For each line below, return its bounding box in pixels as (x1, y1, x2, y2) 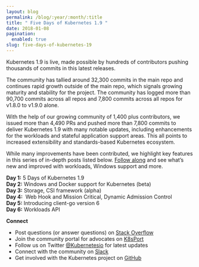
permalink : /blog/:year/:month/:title (6, 14, 102, 20)
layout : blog (6, 8, 39, 15)
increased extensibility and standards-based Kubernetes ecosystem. (6, 138, 175, 145)
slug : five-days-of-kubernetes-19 (6, 42, 92, 48)
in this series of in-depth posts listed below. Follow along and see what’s (6, 156, 184, 163)
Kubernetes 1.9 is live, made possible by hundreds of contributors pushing (6, 58, 189, 66)
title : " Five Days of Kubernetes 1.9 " (6, 20, 108, 26)
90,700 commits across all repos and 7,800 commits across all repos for (6, 95, 183, 102)
